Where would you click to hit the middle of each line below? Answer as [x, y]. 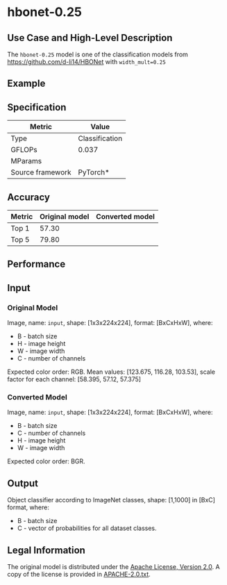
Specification [37, 107]
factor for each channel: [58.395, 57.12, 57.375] [74, 379]
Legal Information [46, 550]
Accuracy [29, 197]
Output [23, 483]
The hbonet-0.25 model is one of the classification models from [98, 54]
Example [26, 84]
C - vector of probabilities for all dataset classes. [87, 528]
